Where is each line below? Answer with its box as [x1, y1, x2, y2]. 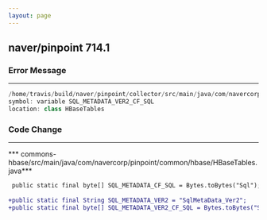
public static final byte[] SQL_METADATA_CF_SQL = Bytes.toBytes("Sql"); [11, 182, 261, 190]
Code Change [8, 124, 63, 135]
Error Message [8, 64, 67, 75]
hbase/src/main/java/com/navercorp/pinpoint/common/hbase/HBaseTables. [8, 158, 258, 168]
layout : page [8, 11, 52, 20]
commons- [20, 149, 57, 159]
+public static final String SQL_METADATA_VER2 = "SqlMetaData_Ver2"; [8, 196, 247, 204]
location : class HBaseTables [8, 105, 105, 114]
